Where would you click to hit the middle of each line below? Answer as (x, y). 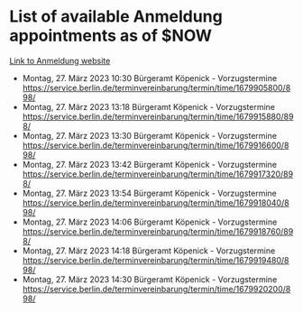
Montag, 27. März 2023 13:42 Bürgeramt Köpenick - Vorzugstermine (150, 164)
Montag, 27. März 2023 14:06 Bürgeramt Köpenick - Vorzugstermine (150, 222)
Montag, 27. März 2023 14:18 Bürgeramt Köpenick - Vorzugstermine (149, 251)
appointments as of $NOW (111, 36)
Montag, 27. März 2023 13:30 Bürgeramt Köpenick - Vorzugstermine (150, 135)
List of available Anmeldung (116, 17)
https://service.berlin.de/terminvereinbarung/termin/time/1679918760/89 (158, 231)
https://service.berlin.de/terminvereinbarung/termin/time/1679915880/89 (158, 116)
